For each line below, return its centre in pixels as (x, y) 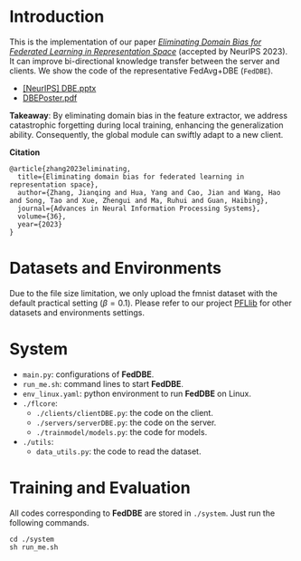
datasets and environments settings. (77, 312)
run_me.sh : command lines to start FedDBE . (103, 383)
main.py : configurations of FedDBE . (88, 374)
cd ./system (32, 539)
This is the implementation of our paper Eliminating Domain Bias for (136, 42)
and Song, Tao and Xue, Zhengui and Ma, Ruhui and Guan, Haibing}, (139, 200)
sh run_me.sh (34, 547)
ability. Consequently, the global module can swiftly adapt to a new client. (146, 134)
